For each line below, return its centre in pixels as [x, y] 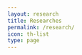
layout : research [33, 14]
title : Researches [35, 21]
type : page [24, 41]
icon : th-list [29, 34]
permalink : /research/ [41, 27]
